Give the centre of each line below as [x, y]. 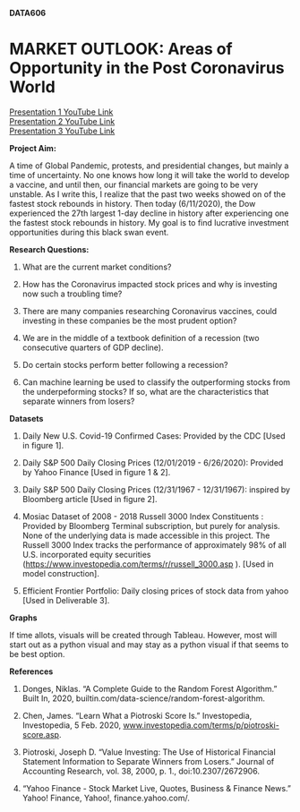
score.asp [41, 734]
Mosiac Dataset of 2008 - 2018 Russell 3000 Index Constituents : [143, 516]
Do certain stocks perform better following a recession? [125, 364]
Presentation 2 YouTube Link [62, 121]
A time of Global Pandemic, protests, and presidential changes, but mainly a [149, 166]
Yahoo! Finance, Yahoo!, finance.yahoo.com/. [106, 798]
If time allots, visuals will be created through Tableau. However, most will [143, 635]
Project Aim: [33, 148]
